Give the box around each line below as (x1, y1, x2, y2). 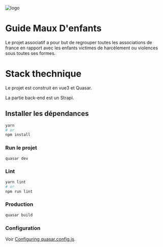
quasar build (5, 212, 33, 218)
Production (5, 201, 34, 208)
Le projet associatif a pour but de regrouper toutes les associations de (5, 39, 152, 45)
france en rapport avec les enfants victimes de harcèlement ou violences (5, 45, 158, 51)
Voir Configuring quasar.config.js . (5, 236, 76, 242)
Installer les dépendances (5, 109, 89, 118)
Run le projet (5, 144, 37, 151)
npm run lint (5, 189, 33, 194)
